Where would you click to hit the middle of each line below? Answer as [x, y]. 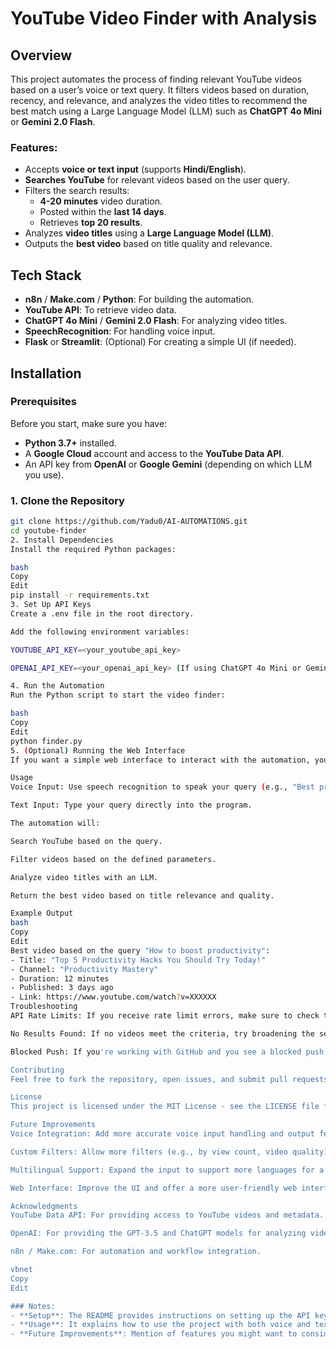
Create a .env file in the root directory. [102, 613]
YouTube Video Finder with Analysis [164, 18]
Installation [46, 373]
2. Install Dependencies [62, 540]
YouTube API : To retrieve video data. [100, 310]
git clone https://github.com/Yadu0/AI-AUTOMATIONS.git [129, 522]
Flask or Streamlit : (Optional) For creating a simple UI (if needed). [160, 342]
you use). [44, 474]
